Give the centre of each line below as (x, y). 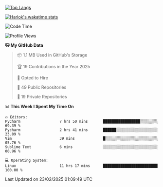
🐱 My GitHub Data (24, 45)
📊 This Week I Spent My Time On (39, 106)
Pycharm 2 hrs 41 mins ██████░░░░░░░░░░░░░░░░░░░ (81, 130)
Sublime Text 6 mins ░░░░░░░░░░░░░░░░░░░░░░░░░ (81, 147)
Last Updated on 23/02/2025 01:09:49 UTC (49, 179)
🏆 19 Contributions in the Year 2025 (54, 66)
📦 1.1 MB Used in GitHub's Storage (52, 55)
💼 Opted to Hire (33, 78)
